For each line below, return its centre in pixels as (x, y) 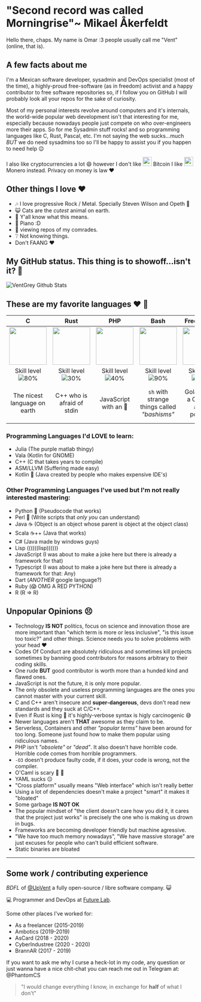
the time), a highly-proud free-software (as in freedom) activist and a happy (100, 86)
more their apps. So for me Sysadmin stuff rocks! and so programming (93, 129)
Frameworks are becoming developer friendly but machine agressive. (100, 830)
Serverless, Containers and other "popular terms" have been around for (103, 728)
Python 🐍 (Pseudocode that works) (58, 511)
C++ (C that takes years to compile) (59, 462)
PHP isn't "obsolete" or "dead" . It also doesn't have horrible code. (96, 747)
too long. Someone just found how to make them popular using (92, 734)
